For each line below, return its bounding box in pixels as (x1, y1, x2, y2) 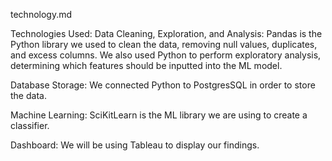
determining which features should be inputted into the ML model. (10, 60, 283, 71)
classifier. (10, 120, 50, 131)
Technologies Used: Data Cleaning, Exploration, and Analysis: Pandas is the (10, 28, 323, 39)
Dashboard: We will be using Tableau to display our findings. (10, 139, 260, 151)
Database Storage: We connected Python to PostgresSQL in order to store (10, 79, 316, 91)
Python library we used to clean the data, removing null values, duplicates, (10, 39, 318, 50)
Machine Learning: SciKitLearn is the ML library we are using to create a (10, 109, 308, 121)
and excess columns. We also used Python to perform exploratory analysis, (10, 49, 322, 61)
